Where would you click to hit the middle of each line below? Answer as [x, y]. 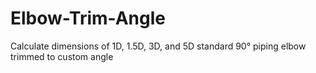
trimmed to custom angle [62, 56]
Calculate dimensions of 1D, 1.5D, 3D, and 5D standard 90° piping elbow [158, 46]
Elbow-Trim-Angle [88, 18]
